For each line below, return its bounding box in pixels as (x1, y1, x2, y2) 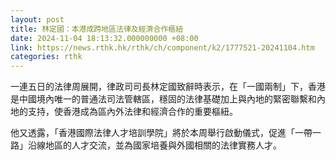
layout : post (10, 14, 65, 25)
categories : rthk (10, 52, 83, 62)
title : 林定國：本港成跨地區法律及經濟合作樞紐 (10, 24, 184, 34)
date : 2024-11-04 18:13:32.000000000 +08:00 (10, 33, 199, 43)
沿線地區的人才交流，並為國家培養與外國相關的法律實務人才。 (27, 139, 282, 151)
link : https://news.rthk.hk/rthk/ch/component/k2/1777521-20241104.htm (10, 42, 315, 53)
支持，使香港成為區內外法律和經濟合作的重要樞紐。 (27, 106, 238, 118)
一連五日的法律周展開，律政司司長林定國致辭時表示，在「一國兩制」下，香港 (10, 81, 326, 93)
